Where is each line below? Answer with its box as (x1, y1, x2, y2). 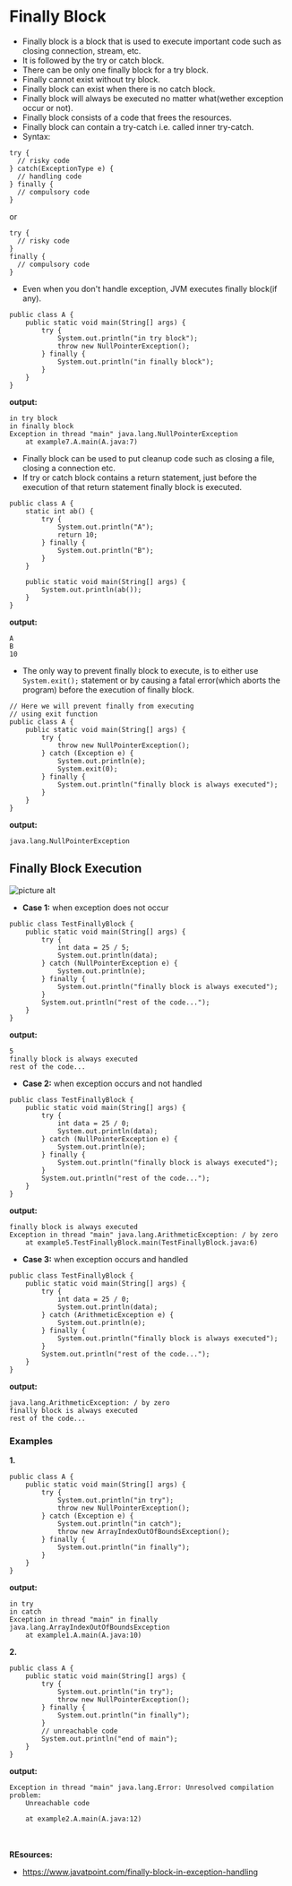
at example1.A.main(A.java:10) (25, 1631, 142, 1641)
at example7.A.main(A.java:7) (25, 437, 139, 446)
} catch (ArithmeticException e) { (41, 1310, 175, 1319)
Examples (9, 1434, 54, 1447)
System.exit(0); (56, 764, 118, 773)
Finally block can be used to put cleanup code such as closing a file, (21, 452, 275, 463)
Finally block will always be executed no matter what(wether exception (21, 92, 284, 104)
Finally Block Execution (9, 861, 142, 876)
